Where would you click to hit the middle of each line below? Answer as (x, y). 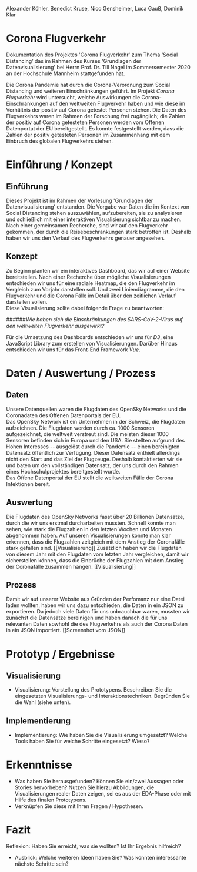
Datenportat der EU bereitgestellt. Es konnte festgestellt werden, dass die (95, 128)
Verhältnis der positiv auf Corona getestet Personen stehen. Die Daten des (96, 110)
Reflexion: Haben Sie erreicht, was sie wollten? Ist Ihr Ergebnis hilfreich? (94, 846)
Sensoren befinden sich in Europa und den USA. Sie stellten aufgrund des (96, 440)
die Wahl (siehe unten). (43, 702)
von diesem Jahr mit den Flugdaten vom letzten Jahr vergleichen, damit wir (98, 554)
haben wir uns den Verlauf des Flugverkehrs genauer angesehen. (86, 238)
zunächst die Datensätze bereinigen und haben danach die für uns (87, 618)
